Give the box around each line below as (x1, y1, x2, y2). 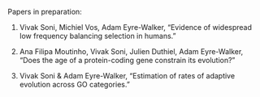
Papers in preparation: (7, 7, 82, 16)
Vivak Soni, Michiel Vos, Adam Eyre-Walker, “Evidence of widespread (19, 23, 253, 32)
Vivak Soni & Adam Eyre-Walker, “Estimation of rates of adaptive (19, 71, 236, 80)
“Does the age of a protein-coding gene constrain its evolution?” (19, 56, 236, 65)
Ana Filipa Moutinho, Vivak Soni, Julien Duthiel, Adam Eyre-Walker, (19, 47, 244, 56)
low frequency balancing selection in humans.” (19, 32, 176, 40)
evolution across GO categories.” (19, 80, 131, 89)
